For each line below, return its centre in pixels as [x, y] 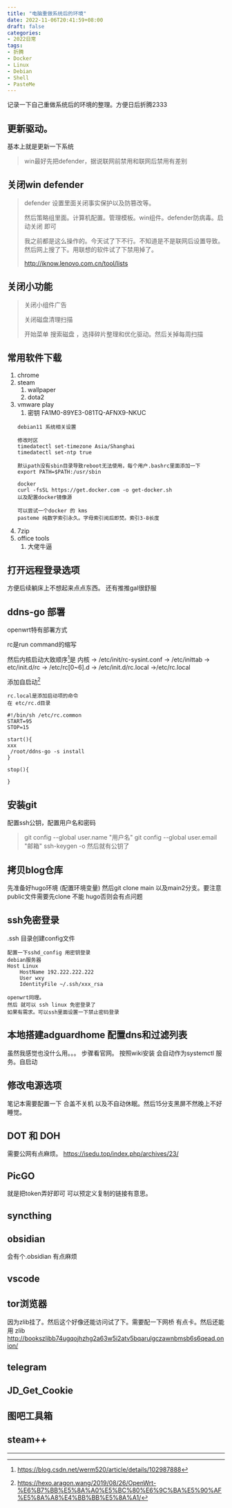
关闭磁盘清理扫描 [48, 319]
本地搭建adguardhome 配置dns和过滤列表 [97, 1035]
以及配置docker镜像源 [45, 497]
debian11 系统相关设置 [47, 427]
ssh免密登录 [33, 920]
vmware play [35, 404]
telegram [27, 1367]
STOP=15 [18, 728]
